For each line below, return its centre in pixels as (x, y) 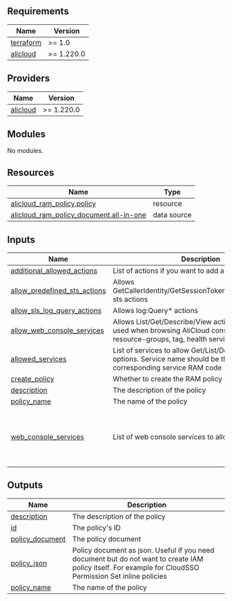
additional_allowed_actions (54, 271)
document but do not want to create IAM (138, 559)
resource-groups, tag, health (160, 339)
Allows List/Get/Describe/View (162, 322)
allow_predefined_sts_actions (58, 291)
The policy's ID (96, 528)
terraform (26, 42)
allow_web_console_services (58, 330)
